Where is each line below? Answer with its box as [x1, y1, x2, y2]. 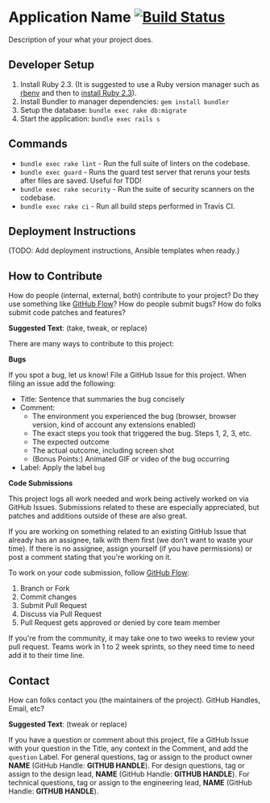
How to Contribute [8, 269, 103, 283]
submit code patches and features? [8, 308, 127, 317]
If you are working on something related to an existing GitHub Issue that [8, 527, 247, 536]
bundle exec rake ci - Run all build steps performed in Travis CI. [19, 201, 235, 211]
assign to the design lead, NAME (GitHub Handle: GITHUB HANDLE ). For [8, 769, 250, 779]
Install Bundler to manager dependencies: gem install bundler [19, 97, 230, 106]
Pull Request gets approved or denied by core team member [19, 618, 221, 627]
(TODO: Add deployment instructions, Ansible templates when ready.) [8, 246, 240, 255]
